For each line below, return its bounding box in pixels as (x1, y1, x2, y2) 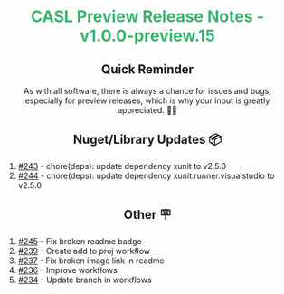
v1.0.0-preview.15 (80, 25, 215, 46)
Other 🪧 (123, 207, 172, 223)
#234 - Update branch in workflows (17, 274, 152, 285)
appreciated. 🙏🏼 (117, 105, 178, 115)
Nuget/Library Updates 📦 (72, 132, 222, 147)
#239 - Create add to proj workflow (17, 245, 151, 256)
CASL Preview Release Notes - (30, 6, 265, 27)
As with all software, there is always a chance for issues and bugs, (24, 86, 271, 96)
